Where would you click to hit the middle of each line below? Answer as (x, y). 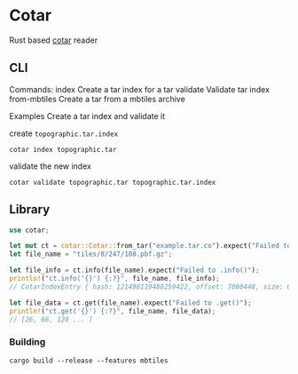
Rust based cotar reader (54, 40)
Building (27, 342)
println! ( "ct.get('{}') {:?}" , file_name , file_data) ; (113, 311)
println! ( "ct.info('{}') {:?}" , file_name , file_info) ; (114, 279)
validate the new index (50, 166)
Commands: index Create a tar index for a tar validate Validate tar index (140, 89)
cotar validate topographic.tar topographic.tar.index (113, 182)
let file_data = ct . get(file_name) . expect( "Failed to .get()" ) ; (130, 303)
